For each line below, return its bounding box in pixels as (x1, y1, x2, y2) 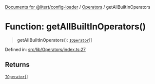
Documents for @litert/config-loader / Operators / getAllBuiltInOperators (5, 4, 151, 10)
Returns (5, 61, 30, 69)
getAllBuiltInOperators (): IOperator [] (17, 37, 93, 43)
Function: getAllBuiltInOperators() (5, 21, 146, 32)
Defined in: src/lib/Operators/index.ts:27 (5, 46, 86, 52)
